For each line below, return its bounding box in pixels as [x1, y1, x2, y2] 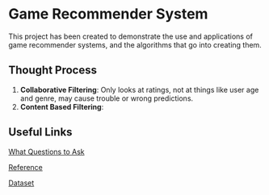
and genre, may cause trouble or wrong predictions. [19, 93, 194, 103]
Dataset [8, 178, 35, 188]
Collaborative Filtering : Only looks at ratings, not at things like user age [19, 85, 259, 94]
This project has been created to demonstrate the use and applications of [8, 31, 253, 41]
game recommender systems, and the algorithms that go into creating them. [8, 39, 263, 49]
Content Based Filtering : [19, 102, 104, 111]
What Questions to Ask [8, 147, 85, 156]
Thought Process [8, 64, 97, 77]
